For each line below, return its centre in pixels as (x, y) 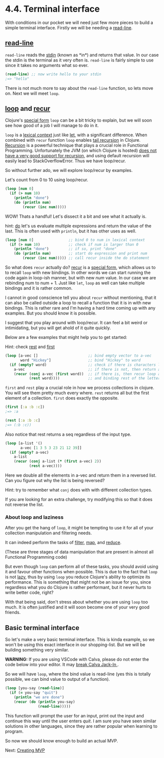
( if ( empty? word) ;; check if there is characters (83, 365)
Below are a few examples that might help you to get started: (66, 337)
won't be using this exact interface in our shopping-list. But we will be (75, 645)
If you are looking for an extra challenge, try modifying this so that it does (79, 500)
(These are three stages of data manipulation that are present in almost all (79, 552)
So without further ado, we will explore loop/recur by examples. (69, 170)
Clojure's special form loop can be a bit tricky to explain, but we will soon (79, 120)
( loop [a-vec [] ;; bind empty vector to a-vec (78, 356)
